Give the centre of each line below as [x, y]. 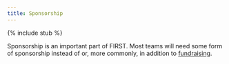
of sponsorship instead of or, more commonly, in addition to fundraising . [110, 53]
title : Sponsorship [35, 13]
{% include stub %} [35, 33]
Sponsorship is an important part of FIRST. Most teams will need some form [115, 46]
